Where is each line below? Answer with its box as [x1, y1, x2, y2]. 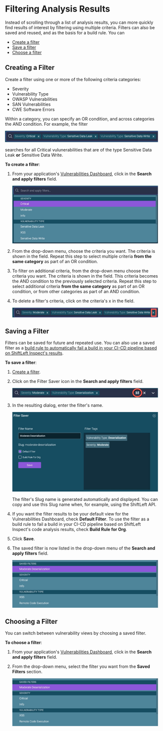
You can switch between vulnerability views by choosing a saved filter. [5, 630, 147, 636]
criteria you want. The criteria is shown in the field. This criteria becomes [12, 273, 158, 279]
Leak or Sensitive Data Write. [5, 152, 63, 158]
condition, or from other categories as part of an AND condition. [12, 289, 140, 295]
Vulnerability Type [12, 91, 49, 97]
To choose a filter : [5, 640, 42, 646]
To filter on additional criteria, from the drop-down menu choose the [12, 268, 149, 274]
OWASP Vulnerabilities [12, 96, 58, 102]
